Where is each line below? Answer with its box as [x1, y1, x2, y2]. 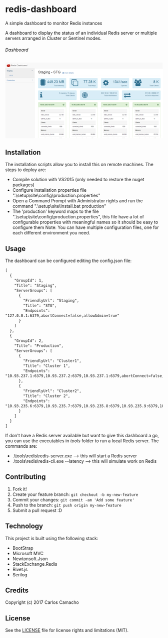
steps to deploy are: [5, 167, 46, 173]
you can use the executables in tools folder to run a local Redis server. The [5, 438, 159, 444]
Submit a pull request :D [12, 507, 62, 513]
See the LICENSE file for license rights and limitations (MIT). [5, 627, 129, 633]
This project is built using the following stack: [5, 535, 98, 541]
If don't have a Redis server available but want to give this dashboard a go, [5, 432, 159, 438]
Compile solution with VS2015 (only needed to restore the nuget [12, 177, 144, 183]
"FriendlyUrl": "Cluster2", [23, 388, 81, 394]
